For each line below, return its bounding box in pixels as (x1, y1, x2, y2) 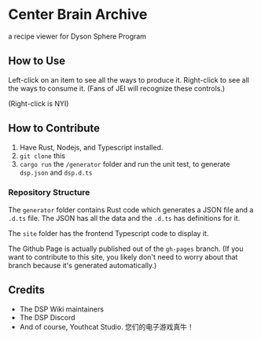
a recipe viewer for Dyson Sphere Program (8, 31, 147, 41)
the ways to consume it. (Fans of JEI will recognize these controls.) (8, 83, 226, 93)
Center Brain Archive (8, 6, 148, 24)
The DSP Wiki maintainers (19, 304, 105, 314)
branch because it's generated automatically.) (8, 260, 157, 270)
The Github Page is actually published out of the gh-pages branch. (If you (8, 244, 244, 253)
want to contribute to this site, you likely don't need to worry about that (8, 252, 238, 261)
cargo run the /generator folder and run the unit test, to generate (19, 159, 230, 168)
